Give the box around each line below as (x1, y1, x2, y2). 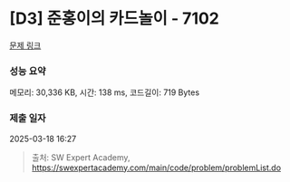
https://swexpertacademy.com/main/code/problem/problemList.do (31, 162, 282, 173)
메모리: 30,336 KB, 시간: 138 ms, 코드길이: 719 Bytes (9, 87, 200, 98)
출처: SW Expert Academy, (31, 151, 130, 163)
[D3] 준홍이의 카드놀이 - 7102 (9, 8, 219, 29)
